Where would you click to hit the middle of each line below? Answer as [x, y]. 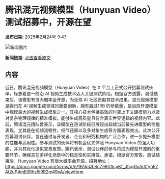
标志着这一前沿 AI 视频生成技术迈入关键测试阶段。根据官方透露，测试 [83, 93]
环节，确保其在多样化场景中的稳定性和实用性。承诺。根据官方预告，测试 [82, 154]
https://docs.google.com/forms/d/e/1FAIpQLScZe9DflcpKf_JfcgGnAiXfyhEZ [82, 166]
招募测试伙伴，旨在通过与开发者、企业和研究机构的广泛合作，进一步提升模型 [82, 136]
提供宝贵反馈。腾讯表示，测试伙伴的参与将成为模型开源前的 [95, 149]
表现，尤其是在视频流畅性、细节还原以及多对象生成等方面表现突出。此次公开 [82, 130]
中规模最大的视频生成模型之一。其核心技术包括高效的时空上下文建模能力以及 [82, 112]
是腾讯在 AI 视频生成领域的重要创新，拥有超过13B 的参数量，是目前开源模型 [82, 105]
